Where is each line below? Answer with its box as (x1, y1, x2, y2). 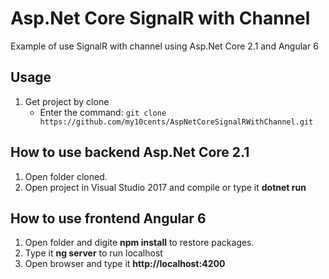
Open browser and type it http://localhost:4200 (24, 258, 226, 270)
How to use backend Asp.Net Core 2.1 (10, 144, 250, 161)
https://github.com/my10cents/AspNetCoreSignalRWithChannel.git (39, 117, 314, 127)
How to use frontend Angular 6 (10, 210, 207, 227)
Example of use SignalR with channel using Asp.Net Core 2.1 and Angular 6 (10, 40, 319, 52)
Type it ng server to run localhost (24, 247, 163, 259)
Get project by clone (24, 95, 110, 107)
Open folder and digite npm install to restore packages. (24, 237, 255, 249)
